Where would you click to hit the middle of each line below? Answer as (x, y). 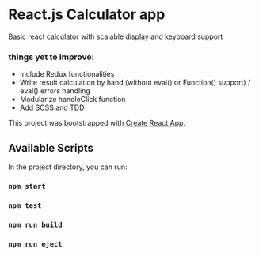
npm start (27, 186)
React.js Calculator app (87, 15)
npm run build (35, 224)
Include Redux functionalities (67, 74)
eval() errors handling (55, 91)
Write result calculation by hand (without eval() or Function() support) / (135, 83)
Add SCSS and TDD (52, 107)
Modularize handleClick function (72, 100)
